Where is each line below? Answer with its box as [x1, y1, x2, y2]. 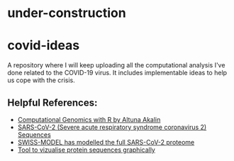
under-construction [7, 5, 126, 21]
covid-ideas [7, 38, 80, 54]
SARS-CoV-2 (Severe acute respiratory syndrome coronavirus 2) [17, 123, 207, 131]
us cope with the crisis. [7, 76, 76, 84]
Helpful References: [7, 96, 98, 109]
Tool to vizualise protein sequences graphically [17, 145, 156, 154]
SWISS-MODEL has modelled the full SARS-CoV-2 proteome [17, 138, 195, 146]
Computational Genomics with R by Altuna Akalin [17, 115, 161, 123]
